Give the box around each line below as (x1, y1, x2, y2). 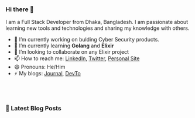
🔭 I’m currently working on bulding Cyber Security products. (13, 36, 159, 43)
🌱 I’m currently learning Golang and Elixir (13, 42, 114, 49)
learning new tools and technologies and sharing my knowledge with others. (5, 25, 190, 32)
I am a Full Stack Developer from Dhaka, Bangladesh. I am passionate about (5, 19, 189, 26)
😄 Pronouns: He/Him (13, 64, 66, 71)
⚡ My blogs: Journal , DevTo (13, 70, 81, 77)
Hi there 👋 (5, 5, 35, 13)
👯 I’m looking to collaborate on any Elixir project (13, 48, 129, 55)
